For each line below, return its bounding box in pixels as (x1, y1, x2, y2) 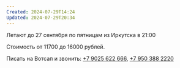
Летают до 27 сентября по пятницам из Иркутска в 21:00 (6, 31, 156, 38)
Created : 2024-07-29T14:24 (6, 8, 75, 15)
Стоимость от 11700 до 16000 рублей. (6, 43, 105, 50)
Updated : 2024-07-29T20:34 (6, 15, 75, 21)
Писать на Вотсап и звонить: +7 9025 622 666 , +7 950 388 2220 (6, 55, 174, 62)
